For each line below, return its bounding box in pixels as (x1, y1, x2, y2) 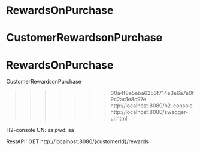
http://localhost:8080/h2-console (110, 102, 193, 109)
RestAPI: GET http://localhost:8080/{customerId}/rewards (6, 138, 149, 145)
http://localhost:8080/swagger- (110, 109, 189, 116)
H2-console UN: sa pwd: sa (6, 127, 74, 134)
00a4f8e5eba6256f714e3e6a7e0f (110, 90, 195, 97)
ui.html (110, 115, 128, 122)
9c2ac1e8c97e (110, 96, 147, 103)
